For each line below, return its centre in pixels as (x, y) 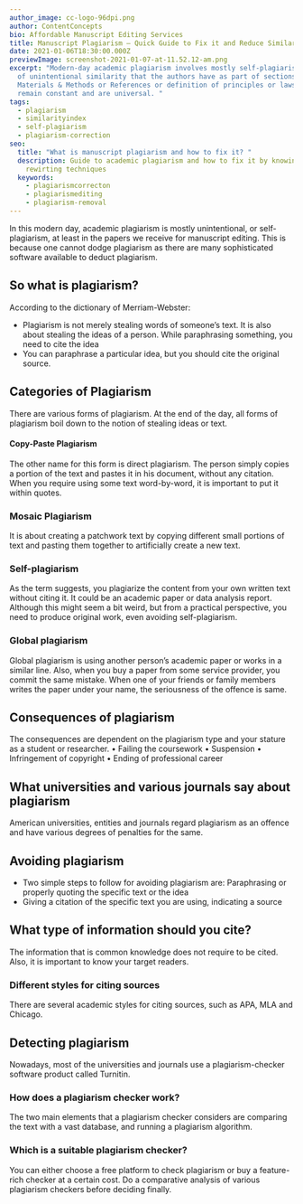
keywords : (36, 177)
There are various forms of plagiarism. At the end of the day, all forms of (144, 413)
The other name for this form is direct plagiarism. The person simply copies (150, 464)
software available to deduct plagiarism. (83, 257)
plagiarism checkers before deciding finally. (91, 1189)
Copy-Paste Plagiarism (53, 444)
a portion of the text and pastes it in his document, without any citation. (142, 473)
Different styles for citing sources (85, 984)
